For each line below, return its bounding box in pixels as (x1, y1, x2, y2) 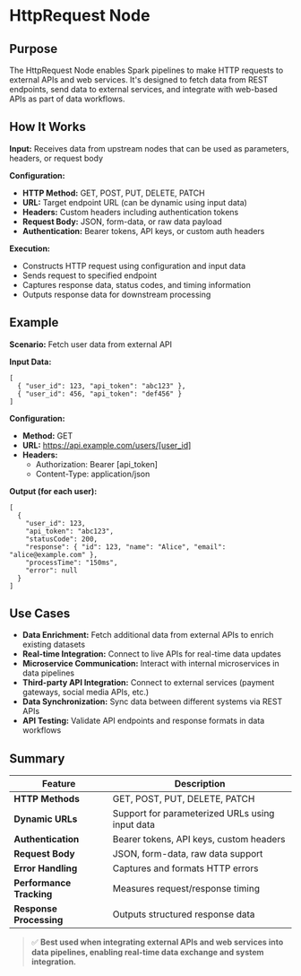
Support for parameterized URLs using (112, 807, 275, 820)
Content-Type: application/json (35, 468, 150, 479)
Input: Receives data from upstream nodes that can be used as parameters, (9, 143, 289, 153)
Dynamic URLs (13, 813, 78, 825)
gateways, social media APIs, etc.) (21, 687, 150, 698)
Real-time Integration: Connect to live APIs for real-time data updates (21, 649, 282, 659)
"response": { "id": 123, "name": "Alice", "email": (25, 542, 227, 552)
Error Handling (13, 862, 78, 875)
